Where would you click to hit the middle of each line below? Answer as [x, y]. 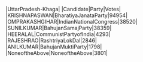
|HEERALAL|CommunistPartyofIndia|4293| [58, 34]
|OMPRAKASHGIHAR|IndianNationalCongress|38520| [72, 22]
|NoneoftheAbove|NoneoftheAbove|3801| [57, 53]
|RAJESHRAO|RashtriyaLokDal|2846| [51, 40]
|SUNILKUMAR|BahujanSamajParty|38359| [59, 28]
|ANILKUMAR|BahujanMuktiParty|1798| [54, 47]
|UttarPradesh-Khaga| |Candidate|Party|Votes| [63, 9]
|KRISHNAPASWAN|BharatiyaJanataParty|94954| [67, 15]
